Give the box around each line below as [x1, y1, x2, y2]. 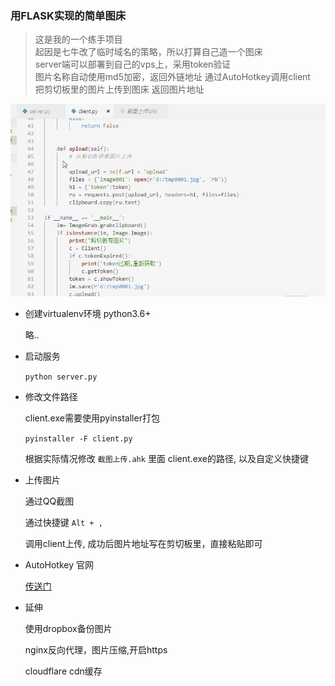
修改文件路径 [24, 390, 78, 402]
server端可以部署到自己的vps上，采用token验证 [34, 58, 232, 71]
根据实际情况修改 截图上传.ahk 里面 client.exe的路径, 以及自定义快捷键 [24, 452, 309, 464]
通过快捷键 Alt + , [24, 516, 103, 528]
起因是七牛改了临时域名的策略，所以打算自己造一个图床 [34, 46, 263, 58]
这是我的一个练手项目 [34, 33, 123, 46]
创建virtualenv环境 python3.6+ [24, 307, 152, 319]
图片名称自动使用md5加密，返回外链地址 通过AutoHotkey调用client [34, 71, 311, 83]
